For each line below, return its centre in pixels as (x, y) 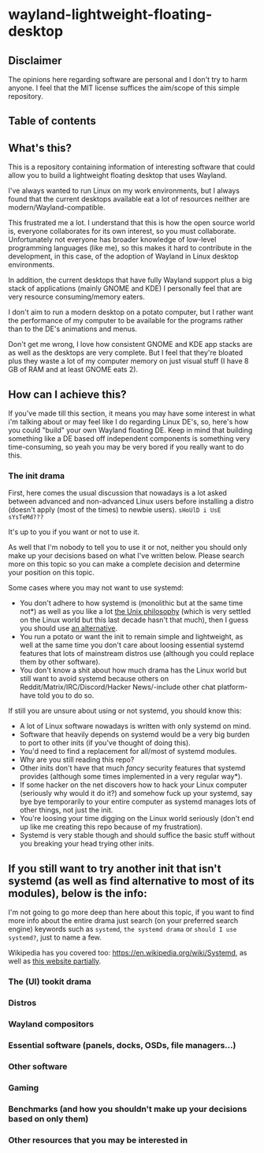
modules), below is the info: (78, 893)
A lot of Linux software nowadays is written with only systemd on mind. (135, 726)
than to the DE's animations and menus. (73, 329)
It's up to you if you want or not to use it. (74, 532)
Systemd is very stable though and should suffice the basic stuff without (137, 835)
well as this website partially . (55, 961)
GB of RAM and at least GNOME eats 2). (73, 370)
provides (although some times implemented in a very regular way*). (131, 777)
